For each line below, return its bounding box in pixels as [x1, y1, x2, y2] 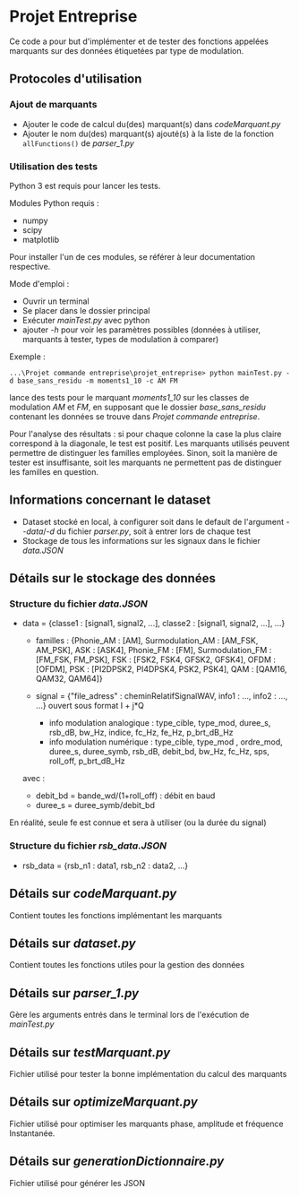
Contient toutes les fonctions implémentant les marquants [9, 909, 222, 920]
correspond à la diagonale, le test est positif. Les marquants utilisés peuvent [9, 437, 290, 449]
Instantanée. [9, 1127, 56, 1139]
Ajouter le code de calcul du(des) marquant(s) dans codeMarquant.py [21, 118, 281, 129]
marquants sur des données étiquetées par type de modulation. [9, 45, 244, 56]
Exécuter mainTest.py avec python [21, 314, 150, 325]
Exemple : [9, 351, 47, 362]
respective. [9, 261, 51, 271]
